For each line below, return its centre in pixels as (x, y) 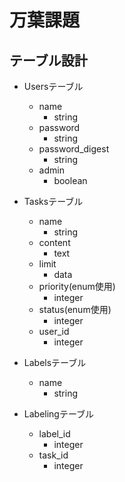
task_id (53, 455)
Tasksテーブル (53, 201)
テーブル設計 (48, 60)
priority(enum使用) (77, 286)
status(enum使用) (75, 309)
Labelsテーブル (55, 362)
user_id (54, 331)
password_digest (74, 149)
